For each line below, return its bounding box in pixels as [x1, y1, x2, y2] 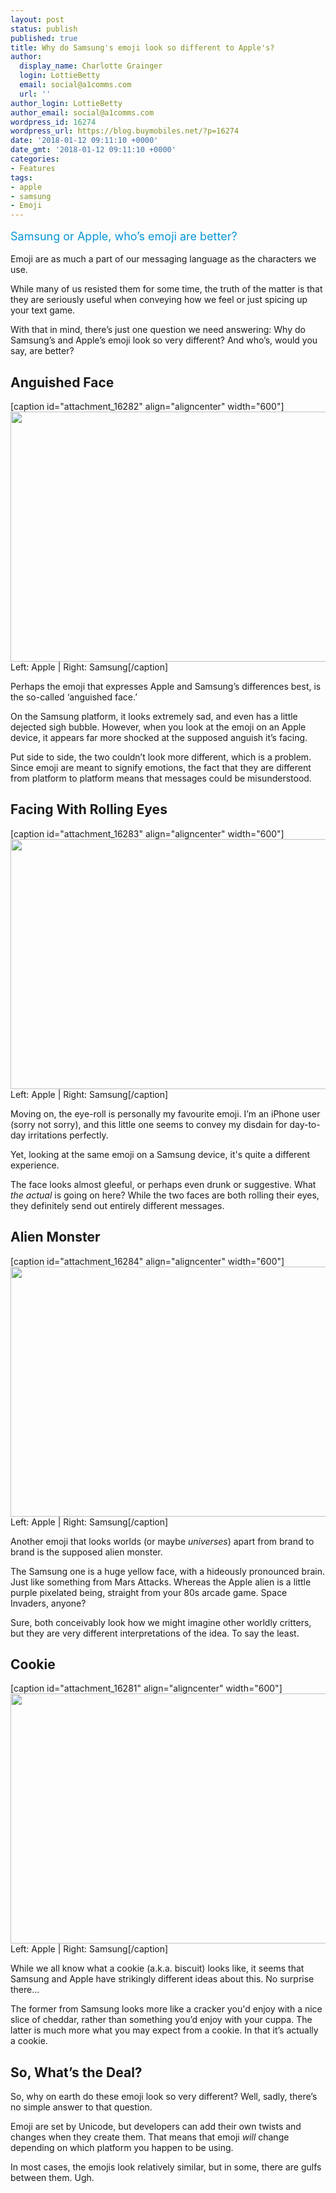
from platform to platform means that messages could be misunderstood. [10, 772, 312, 784]
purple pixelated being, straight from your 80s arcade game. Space [10, 1586, 288, 1598]
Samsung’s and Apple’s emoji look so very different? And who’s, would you [10, 334, 318, 346]
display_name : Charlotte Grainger [19, 61, 163, 71]
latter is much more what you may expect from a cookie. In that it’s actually [10, 2024, 319, 2036]
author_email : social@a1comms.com [10, 107, 155, 118]
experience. [10, 1159, 60, 1171]
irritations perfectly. [28, 1129, 109, 1141]
